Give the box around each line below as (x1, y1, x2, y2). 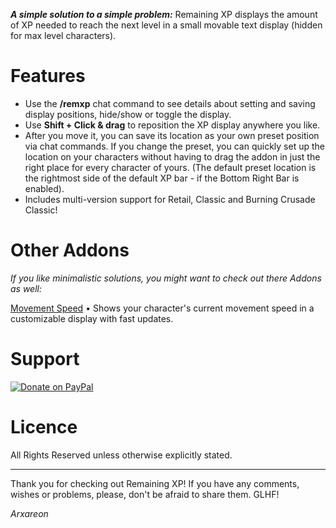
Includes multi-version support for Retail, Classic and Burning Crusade (24, 193, 316, 205)
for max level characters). (10, 30, 117, 41)
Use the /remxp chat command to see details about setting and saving (24, 97, 316, 109)
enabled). (24, 182, 65, 194)
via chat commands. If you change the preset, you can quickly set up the (24, 140, 325, 152)
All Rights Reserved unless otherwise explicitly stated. (10, 449, 233, 461)
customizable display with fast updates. (10, 312, 174, 324)
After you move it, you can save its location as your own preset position (24, 129, 320, 141)
